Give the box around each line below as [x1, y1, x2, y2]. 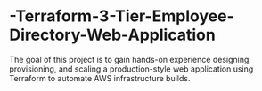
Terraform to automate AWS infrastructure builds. [9, 72, 191, 83]
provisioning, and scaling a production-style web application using [9, 64, 254, 74]
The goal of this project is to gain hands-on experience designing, [9, 54, 252, 64]
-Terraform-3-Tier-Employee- [9, 6, 234, 27]
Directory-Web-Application [9, 25, 216, 45]
